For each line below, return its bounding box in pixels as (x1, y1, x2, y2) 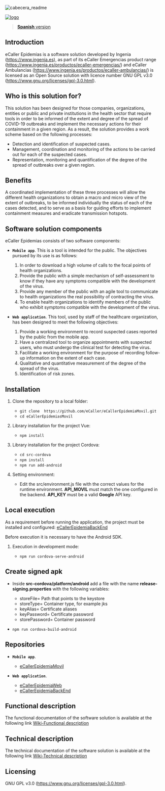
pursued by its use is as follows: (12, 253, 78, 259)
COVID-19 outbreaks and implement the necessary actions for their (5, 121, 141, 127)
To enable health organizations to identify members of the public (19, 299, 151, 305)
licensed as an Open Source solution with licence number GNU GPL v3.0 (5, 72, 153, 78)
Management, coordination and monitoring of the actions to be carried (12, 146, 156, 152)
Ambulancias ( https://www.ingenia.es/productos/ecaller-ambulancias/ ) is (5, 67, 154, 73)
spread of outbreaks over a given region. (12, 162, 95, 168)
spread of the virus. (19, 366, 60, 372)
